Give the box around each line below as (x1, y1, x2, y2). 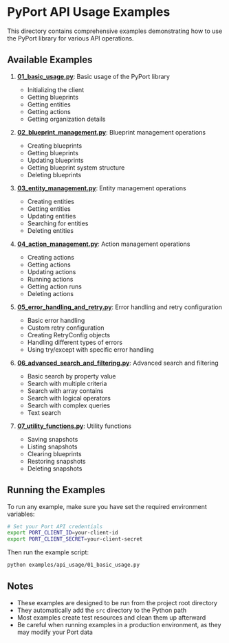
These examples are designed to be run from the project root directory (17, 598, 218, 607)
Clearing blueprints (27, 449, 82, 458)
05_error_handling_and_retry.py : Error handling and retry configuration (17, 303, 222, 311)
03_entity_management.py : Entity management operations (17, 183, 187, 192)
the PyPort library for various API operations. (7, 34, 134, 42)
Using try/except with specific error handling (27, 345, 154, 354)
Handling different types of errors (27, 338, 122, 346)
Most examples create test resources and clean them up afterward (17, 613, 206, 622)
